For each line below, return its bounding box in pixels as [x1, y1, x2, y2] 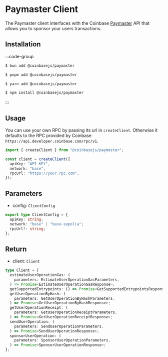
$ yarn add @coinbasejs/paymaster [5, 81, 77, 86]
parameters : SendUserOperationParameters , [14, 324, 104, 329]
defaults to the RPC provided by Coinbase [5, 133, 91, 139]
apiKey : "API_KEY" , [9, 161, 50, 166]
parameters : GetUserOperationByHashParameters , [14, 296, 115, 301]
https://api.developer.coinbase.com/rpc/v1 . [5, 138, 98, 144]
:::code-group [5, 53, 34, 59]
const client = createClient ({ [5, 157, 70, 162]
